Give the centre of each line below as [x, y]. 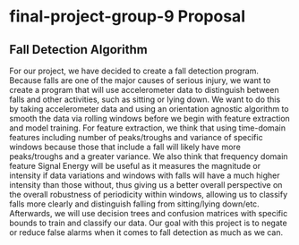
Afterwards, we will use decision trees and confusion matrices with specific [149, 213]
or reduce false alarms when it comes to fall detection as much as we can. [146, 232]
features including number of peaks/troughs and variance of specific [136, 137]
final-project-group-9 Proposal [128, 17]
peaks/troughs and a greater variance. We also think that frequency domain [149, 156]
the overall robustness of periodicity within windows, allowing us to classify [149, 194]
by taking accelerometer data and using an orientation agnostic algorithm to [149, 109]
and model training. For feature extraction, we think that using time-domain [148, 128]
